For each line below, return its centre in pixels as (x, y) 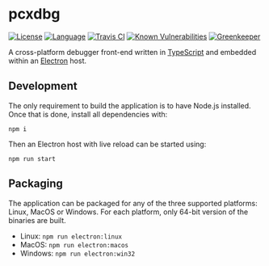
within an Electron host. (48, 61)
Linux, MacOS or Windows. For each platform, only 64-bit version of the (128, 212)
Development (43, 86)
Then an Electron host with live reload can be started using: (107, 144)
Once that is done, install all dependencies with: (88, 114)
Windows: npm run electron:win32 (78, 253)
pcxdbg (34, 14)
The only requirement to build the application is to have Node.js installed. (130, 105)
